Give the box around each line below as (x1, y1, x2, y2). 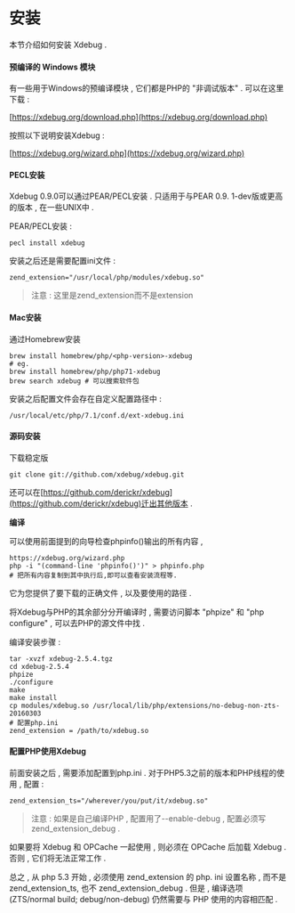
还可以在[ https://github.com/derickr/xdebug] (9, 486, 173, 497)
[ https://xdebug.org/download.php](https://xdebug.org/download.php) (9, 112, 268, 123)
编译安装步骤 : (9, 636, 60, 647)
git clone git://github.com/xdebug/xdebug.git (9, 469, 185, 479)
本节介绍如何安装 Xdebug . (9, 39, 108, 50)
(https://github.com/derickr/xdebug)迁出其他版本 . (9, 498, 193, 509)
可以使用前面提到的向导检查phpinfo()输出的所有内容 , (9, 535, 203, 546)
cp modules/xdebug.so (9, 701, 90, 710)
